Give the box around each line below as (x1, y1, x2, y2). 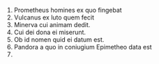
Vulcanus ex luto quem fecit (13, 13, 94, 22)
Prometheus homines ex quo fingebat (13, 6, 122, 14)
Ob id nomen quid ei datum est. (13, 35, 105, 44)
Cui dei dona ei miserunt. (13, 28, 86, 36)
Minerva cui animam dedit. (13, 21, 91, 29)
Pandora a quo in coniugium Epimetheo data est (13, 43, 152, 51)
